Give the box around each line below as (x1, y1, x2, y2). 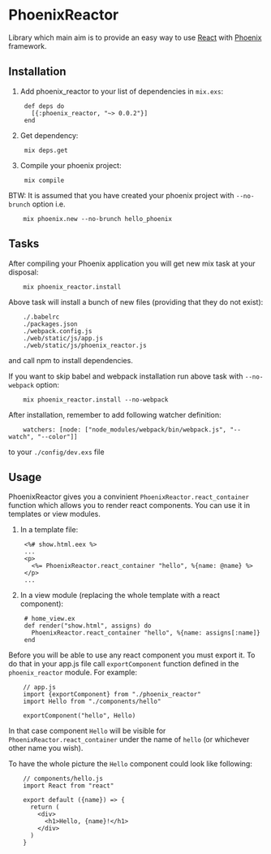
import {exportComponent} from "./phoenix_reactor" (23, 691, 201, 699)
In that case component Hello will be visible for (8, 726, 166, 736)
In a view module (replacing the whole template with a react (19, 591, 221, 600)
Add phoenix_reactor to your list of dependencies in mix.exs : (19, 86, 224, 96)
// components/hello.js (23, 774, 104, 783)
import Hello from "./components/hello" (23, 697, 161, 706)
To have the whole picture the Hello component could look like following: (8, 759, 253, 769)
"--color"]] (37, 432, 79, 440)
